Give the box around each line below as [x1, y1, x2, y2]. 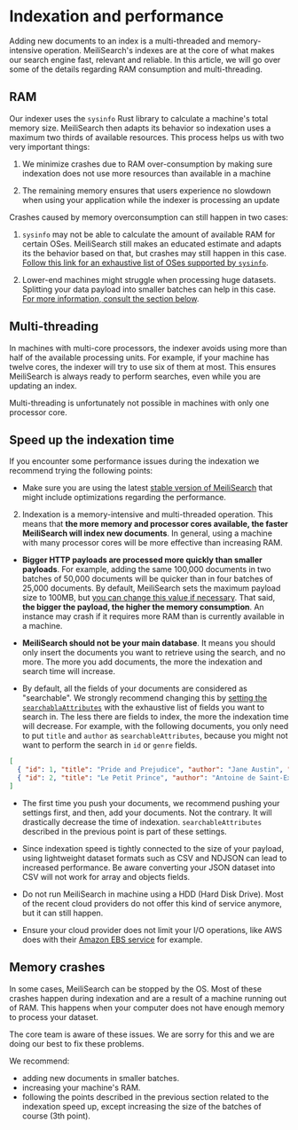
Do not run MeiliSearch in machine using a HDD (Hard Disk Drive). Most [21, 889, 284, 899]
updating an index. [9, 380, 77, 391]
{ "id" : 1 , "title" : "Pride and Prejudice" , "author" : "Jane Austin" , [17, 765, 284, 774]
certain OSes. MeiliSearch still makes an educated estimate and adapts [21, 238, 282, 249]
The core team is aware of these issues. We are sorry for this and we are [9, 1029, 275, 1040]
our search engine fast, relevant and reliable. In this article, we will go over [9, 54, 281, 65]
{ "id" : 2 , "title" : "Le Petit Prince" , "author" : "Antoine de [17, 773, 256, 782]
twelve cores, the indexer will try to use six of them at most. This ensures [9, 361, 277, 372]
